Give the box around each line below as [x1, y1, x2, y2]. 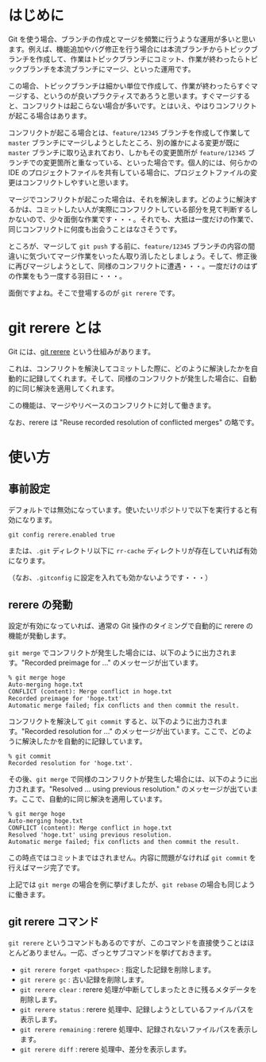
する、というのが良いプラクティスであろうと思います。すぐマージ [21, 91, 237, 100]
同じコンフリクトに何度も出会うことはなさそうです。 [8, 224, 182, 234]
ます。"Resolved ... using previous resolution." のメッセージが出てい [29, 784, 252, 794]
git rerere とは [8, 319, 102, 338]
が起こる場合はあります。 [8, 111, 91, 120]
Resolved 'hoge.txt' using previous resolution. [8, 830, 172, 839]
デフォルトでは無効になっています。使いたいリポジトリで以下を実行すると [8, 505, 251, 514]
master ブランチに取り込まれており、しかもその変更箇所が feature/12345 [8, 147, 246, 157]
